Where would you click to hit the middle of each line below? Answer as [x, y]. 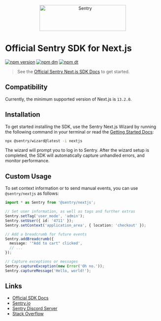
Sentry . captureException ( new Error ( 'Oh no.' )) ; [55, 266]
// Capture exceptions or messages [42, 262]
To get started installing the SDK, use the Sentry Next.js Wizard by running [81, 127]
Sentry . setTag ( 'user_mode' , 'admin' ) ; [45, 216]
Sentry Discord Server [35, 309]
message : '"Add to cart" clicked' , [46, 243]
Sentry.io [21, 303]
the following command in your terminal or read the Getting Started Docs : [80, 132]
